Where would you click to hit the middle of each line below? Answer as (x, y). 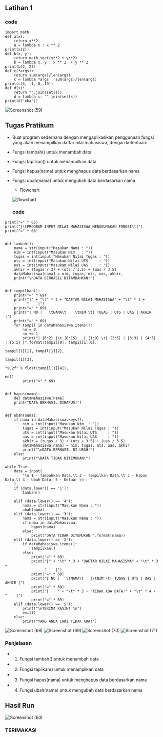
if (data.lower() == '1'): (41, 488)
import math (17, 32)
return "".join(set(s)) (38, 92)
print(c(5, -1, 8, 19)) (29, 84)
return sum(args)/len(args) (42, 75)
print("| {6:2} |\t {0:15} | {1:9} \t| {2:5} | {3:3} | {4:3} (89, 338)
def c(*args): (20, 71)
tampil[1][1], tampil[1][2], (35, 351)
